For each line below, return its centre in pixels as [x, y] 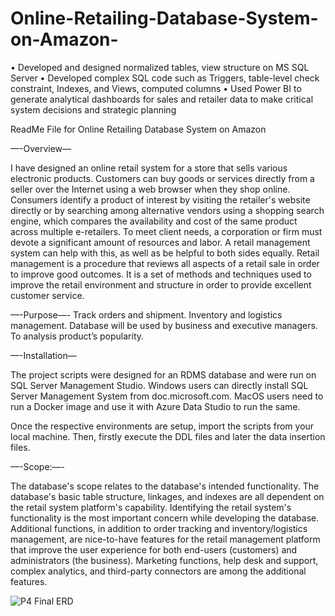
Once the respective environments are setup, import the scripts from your [162, 426]
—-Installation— [43, 355]
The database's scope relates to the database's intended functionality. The [165, 486]
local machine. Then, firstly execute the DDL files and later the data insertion [168, 436]
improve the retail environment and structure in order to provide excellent [161, 284]
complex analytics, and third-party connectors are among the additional [158, 571]
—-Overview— [41, 148]
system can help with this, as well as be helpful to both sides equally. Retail [165, 253]
